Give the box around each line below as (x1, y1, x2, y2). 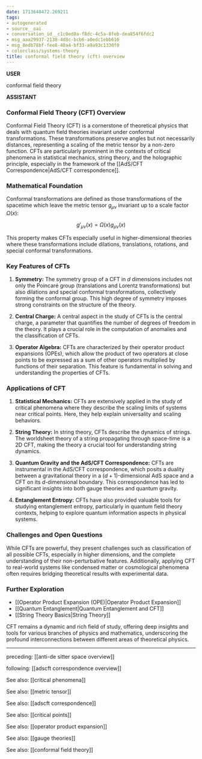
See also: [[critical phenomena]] (6, 677, 86, 683)
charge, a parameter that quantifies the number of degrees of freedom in (14, 319, 196, 326)
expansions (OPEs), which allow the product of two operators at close (14, 350, 188, 358)
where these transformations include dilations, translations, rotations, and (6, 240, 189, 248)
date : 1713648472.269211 (6, 8, 69, 15)
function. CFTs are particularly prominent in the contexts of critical (6, 147, 171, 154)
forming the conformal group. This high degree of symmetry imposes (14, 295, 187, 302)
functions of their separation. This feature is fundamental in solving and (14, 363, 192, 370)
